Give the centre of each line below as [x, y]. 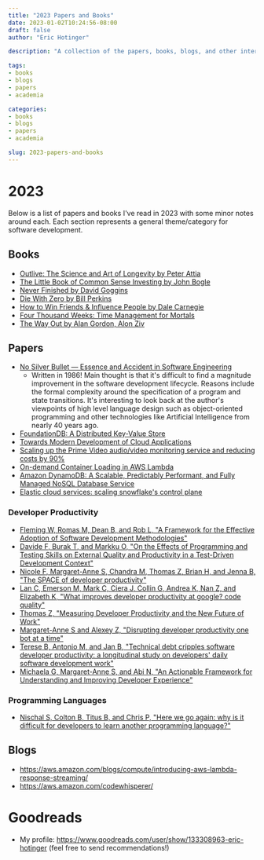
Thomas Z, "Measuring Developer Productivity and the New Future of [132, 613]
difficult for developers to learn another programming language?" [125, 725]
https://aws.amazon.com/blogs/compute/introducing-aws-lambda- [128, 769]
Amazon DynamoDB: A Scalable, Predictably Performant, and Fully [127, 475]
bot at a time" [42, 638]
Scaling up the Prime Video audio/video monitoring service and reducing [137, 450]
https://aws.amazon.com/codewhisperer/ [86, 785]
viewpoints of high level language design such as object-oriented [137, 408]
